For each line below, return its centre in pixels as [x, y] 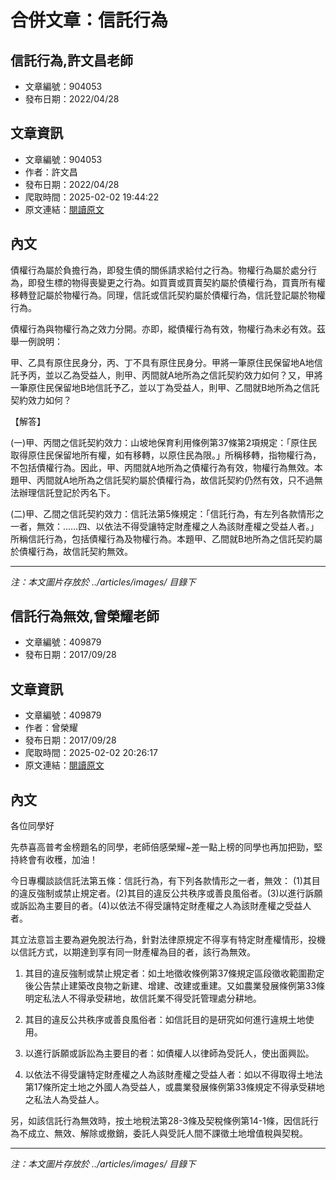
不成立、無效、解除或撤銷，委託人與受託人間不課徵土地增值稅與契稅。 [163, 1133]
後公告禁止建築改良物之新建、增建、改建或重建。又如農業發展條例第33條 [175, 986]
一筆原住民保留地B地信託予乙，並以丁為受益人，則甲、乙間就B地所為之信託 [165, 387]
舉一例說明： [36, 341]
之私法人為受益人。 [64, 1100]
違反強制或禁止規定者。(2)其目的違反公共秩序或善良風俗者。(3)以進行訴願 [170, 893]
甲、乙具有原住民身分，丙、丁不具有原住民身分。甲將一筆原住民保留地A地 [162, 362]
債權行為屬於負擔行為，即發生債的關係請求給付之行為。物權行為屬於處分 [159, 270]
